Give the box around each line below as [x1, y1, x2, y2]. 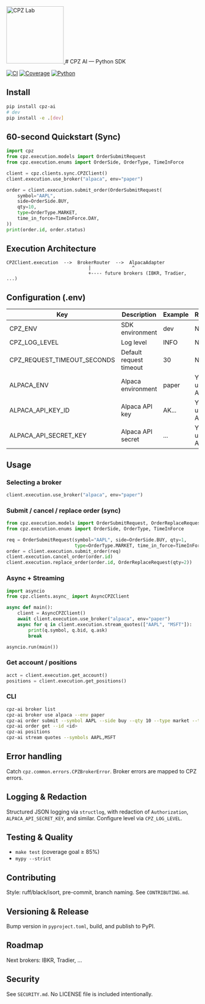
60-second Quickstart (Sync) [6, 131, 121, 142]
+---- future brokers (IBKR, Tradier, [88, 270, 187, 276]
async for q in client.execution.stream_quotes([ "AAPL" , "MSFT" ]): [17, 621, 192, 627]
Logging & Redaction [6, 792, 87, 802]
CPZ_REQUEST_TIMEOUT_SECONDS [9, 356, 115, 364]
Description [121, 311, 157, 319]
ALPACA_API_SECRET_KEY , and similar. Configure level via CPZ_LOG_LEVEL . [6, 814, 183, 822]
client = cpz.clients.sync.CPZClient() [6, 170, 108, 176]
